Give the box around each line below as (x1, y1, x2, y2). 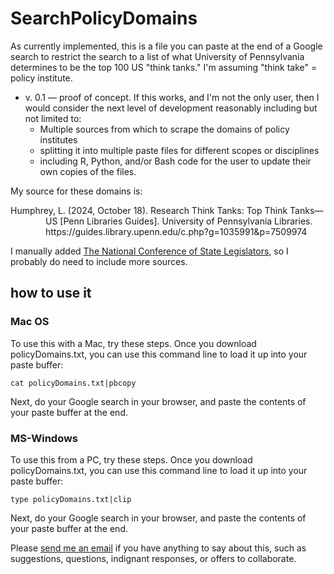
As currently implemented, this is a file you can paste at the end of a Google (10, 40, 323, 52)
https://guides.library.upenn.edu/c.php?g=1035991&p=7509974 (45, 225, 308, 237)
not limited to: (24, 112, 82, 124)
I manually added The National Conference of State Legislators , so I (10, 245, 289, 257)
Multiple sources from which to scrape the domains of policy (39, 123, 290, 135)
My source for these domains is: (10, 185, 143, 197)
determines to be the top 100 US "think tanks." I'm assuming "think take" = (10, 61, 318, 73)
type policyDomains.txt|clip (10, 494, 132, 504)
